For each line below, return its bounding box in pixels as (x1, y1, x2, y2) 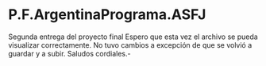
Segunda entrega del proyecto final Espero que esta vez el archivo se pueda (8, 32, 258, 41)
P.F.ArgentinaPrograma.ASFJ (8, 6, 206, 24)
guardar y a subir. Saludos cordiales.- (8, 49, 131, 58)
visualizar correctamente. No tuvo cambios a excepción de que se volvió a (8, 40, 253, 49)
